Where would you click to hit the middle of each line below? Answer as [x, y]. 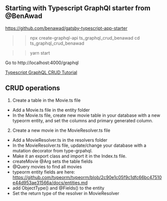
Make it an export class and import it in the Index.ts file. [69, 156]
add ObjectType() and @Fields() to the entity [58, 188]
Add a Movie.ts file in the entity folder [51, 110]
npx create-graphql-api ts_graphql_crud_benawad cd [85, 38]
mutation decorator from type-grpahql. [52, 150]
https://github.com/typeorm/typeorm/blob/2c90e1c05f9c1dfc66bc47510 [87, 177]
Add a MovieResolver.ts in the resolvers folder [60, 140]
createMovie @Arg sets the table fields [52, 161]
